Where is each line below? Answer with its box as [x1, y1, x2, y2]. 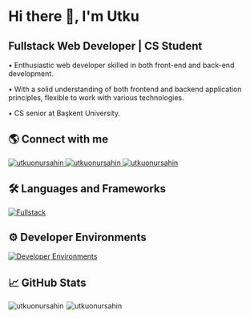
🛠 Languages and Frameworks [8, 182, 167, 195]
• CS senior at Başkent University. [8, 108, 120, 118]
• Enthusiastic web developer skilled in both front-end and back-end [8, 60, 235, 70]
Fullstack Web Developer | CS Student [8, 39, 203, 53]
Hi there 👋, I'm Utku [8, 7, 140, 26]
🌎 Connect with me [8, 132, 109, 147]
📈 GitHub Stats [8, 276, 87, 289]
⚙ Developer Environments [8, 231, 147, 244]
